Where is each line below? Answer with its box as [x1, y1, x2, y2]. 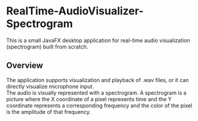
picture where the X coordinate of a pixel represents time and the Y [6, 95, 172, 102]
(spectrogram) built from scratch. [6, 43, 89, 50]
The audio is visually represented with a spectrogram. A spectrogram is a [6, 89, 187, 96]
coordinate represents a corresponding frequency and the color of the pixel [6, 102, 193, 109]
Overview [6, 60, 44, 71]
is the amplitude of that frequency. [6, 108, 92, 115]
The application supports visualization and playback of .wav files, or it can [6, 76, 190, 83]
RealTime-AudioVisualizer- [6, 4, 144, 18]
